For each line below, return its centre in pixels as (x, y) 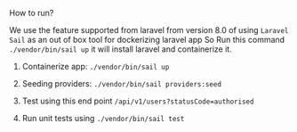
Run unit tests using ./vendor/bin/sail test (103, 118)
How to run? (32, 13)
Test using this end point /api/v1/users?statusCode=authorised (138, 101)
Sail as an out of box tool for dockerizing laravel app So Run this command (147, 40)
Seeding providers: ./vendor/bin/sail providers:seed (122, 83)
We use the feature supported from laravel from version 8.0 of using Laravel (149, 30)
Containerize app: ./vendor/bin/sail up (96, 66)
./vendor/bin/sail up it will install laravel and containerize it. (121, 49)
